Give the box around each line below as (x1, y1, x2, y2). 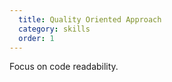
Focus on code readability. (9, 61, 119, 73)
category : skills (18, 24, 91, 34)
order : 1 (18, 33, 55, 43)
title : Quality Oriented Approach (18, 14, 162, 25)
